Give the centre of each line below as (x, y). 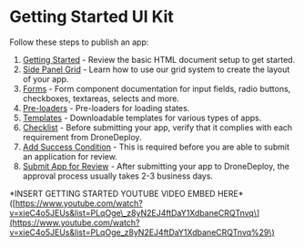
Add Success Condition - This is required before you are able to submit (156, 147)
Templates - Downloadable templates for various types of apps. (142, 118)
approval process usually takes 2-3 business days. (118, 176)
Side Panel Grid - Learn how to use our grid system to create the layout (156, 69)
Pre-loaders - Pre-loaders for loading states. (106, 108)
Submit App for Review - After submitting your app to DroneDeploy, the (156, 166)
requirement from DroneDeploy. (82, 137)
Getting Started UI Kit (92, 17)
